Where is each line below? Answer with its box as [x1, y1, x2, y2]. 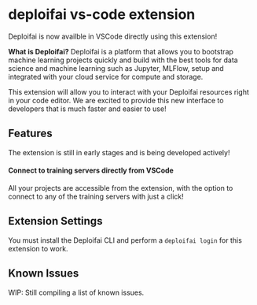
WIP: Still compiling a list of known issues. [8, 288, 145, 297]
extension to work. [8, 244, 68, 253]
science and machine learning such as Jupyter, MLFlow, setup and [8, 63, 224, 73]
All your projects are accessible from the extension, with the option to [8, 183, 233, 192]
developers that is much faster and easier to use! [8, 104, 167, 113]
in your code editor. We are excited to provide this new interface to [8, 95, 224, 105]
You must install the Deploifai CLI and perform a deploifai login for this [8, 235, 242, 245]
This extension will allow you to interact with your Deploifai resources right [8, 87, 250, 96]
